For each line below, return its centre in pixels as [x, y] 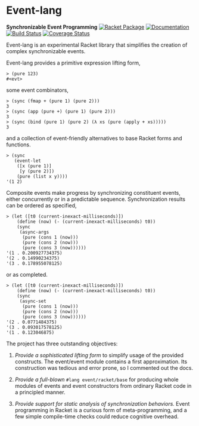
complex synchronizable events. [46, 51]
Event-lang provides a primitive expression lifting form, [74, 63]
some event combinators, [37, 90]
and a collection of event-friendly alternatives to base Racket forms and [94, 138]
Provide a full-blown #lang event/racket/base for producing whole [97, 379]
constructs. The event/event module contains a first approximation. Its [101, 361]
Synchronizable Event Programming [52, 27]
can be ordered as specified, [41, 205]
